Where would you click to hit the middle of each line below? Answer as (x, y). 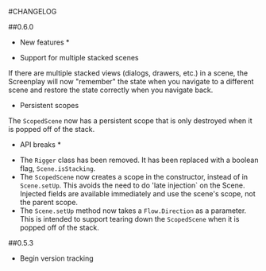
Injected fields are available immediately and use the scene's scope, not (137, 194)
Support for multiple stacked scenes (79, 58)
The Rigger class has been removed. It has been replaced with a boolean (139, 160)
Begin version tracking (56, 258)
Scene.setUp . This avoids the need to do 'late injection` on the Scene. (132, 185)
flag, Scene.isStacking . (58, 168)
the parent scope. (48, 202)
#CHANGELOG (33, 12)
